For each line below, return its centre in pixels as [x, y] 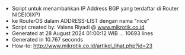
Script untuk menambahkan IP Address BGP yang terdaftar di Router [95, 8]
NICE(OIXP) [26, 15]
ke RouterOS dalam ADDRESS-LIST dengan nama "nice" [80, 21]
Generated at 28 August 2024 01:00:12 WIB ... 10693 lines [82, 33]
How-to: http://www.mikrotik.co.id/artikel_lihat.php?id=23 [82, 46]
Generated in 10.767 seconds [47, 39]
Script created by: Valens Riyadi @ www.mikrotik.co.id [78, 27]
